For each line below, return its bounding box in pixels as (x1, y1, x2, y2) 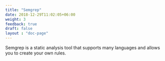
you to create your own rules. (5, 50, 67, 56)
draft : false (5, 26, 33, 31)
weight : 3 (5, 17, 26, 22)
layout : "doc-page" (5, 31, 49, 36)
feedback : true (5, 21, 37, 27)
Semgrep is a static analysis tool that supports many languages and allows (5, 45, 160, 50)
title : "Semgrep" (5, 7, 42, 13)
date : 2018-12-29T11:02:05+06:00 (5, 12, 76, 17)
